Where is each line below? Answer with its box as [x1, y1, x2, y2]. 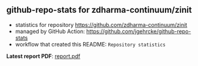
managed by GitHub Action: [15, 28, 86, 35]
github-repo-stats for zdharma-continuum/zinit [6, 5, 193, 15]
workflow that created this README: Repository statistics [15, 40, 166, 48]
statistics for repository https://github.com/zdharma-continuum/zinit [15, 21, 188, 28]
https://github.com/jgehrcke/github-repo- [86, 28, 191, 35]
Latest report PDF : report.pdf [6, 52, 81, 60]
